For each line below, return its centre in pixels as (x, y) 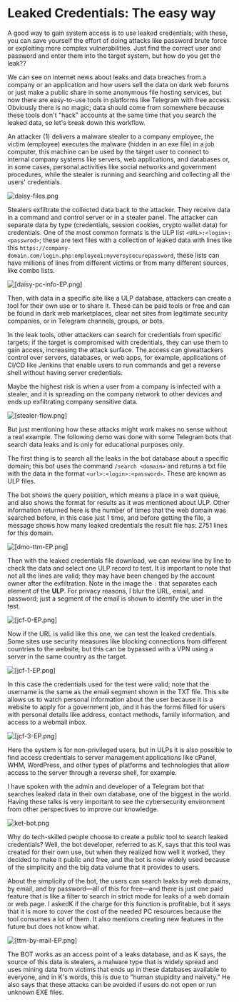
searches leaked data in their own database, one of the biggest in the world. (119, 793)
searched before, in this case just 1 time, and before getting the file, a (109, 517)
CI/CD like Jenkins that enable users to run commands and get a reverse (114, 365)
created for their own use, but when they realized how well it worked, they (116, 852)
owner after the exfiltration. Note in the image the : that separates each (112, 583)
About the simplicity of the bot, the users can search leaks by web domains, (119, 881)
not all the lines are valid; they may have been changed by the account (111, 576)
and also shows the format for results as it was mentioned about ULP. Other (119, 502)
